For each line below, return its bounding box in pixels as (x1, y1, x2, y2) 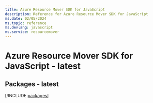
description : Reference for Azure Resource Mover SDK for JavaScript (5, 12, 149, 16)
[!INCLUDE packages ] (5, 93, 49, 98)
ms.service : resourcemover (5, 29, 60, 34)
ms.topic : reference (5, 20, 47, 26)
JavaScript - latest (5, 61, 81, 72)
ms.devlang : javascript (5, 25, 53, 30)
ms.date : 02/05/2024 (5, 16, 47, 21)
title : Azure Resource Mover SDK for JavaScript (5, 7, 105, 12)
